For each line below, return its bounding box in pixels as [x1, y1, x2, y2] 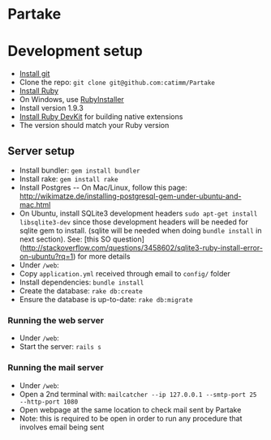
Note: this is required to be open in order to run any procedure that [19, 413, 243, 423]
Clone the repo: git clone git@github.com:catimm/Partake [19, 78, 216, 88]
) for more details [72, 251, 131, 261]
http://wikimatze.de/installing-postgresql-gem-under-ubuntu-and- [19, 191, 242, 201]
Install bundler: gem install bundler [19, 165, 140, 175]
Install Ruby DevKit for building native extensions [19, 112, 183, 122]
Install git [19, 69, 50, 79]
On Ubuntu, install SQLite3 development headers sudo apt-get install [19, 208, 258, 218]
